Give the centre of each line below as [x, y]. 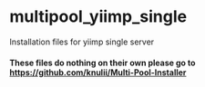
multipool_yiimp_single [98, 17]
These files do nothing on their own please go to [102, 63]
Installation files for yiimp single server [82, 42]
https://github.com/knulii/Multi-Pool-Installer [98, 72]
